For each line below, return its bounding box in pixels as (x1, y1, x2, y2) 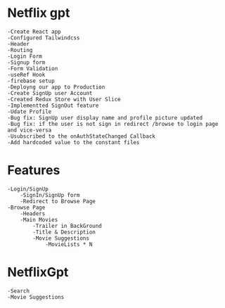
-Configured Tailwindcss (7, 34, 80, 41)
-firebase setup (7, 77, 55, 84)
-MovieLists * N (44, 240, 93, 248)
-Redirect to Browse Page (20, 198, 96, 205)
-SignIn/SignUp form (20, 191, 80, 198)
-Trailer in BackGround (32, 222, 102, 229)
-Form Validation (7, 65, 58, 72)
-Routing (7, 46, 33, 53)
